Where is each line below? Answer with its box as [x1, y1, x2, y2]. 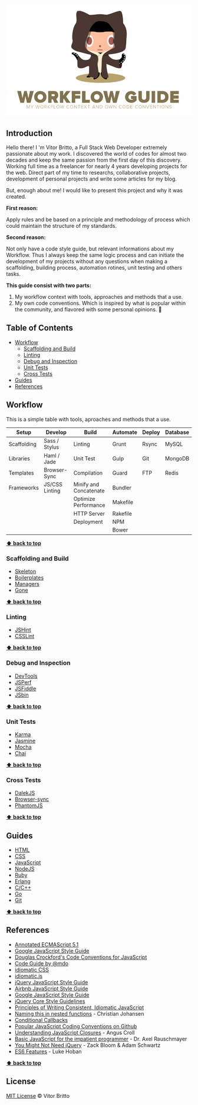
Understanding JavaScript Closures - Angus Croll [14, 1029, 135, 1036]
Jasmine [14, 737, 36, 744]
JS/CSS [44, 481, 63, 488]
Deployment [73, 518, 103, 525]
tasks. [6, 270, 21, 278]
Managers [14, 581, 39, 587]
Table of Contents [6, 323, 74, 333]
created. [6, 193, 27, 200]
